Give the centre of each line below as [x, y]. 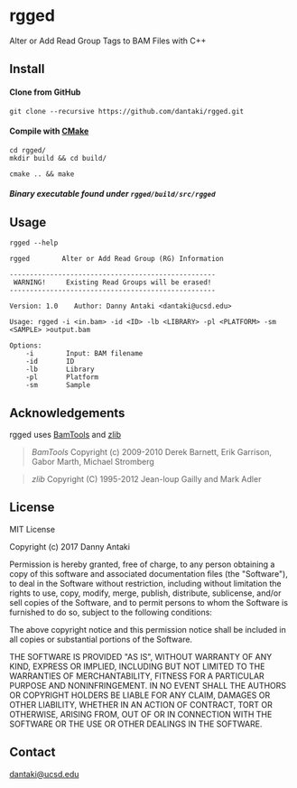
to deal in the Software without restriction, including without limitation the [145, 583]
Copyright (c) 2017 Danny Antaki [70, 546]
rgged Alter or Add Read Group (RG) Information [116, 259]
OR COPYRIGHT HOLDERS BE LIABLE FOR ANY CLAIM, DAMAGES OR [140, 695]
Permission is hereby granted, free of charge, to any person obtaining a [142, 564]
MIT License [32, 529]
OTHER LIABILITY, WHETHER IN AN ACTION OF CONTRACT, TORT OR [141, 704]
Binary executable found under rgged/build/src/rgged [112, 194]
